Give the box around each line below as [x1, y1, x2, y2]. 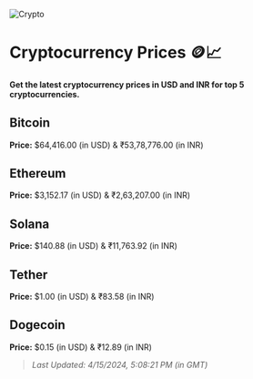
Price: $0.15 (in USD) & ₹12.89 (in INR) [9, 342, 153, 353]
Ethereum [9, 165, 66, 181]
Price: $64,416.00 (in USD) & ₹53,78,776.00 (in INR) [9, 139, 204, 150]
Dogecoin [9, 317, 66, 333]
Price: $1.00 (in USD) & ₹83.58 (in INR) [9, 292, 155, 302]
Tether [9, 267, 48, 282]
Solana [9, 216, 50, 231]
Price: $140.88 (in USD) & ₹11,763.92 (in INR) [9, 241, 177, 251]
